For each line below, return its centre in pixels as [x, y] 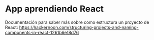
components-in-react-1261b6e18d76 [42, 32]
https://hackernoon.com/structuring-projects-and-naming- [79, 27]
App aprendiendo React [55, 9]
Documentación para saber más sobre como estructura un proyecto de [77, 22]
